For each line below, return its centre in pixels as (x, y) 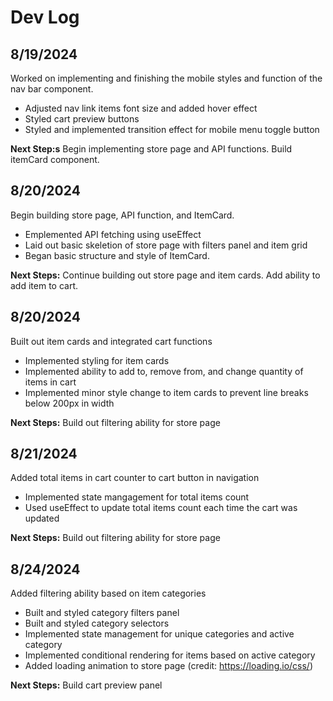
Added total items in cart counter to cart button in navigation (135, 478)
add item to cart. (44, 285)
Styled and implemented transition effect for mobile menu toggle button (172, 129)
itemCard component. (55, 159)
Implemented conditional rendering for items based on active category (170, 655)
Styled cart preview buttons (82, 119)
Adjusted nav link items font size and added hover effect (141, 108)
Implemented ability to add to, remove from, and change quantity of (164, 371)
